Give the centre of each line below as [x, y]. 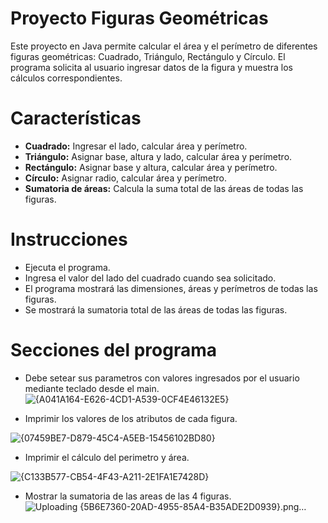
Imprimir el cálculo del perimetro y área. [107, 457]
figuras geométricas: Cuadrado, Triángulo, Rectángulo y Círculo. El [148, 56]
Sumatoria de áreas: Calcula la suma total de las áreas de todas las [164, 188]
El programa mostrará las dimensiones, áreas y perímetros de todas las [171, 288]
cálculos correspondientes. [66, 78]
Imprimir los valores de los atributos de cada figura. [131, 418]
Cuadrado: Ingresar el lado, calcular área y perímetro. [136, 146]
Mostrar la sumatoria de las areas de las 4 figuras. [128, 496]
